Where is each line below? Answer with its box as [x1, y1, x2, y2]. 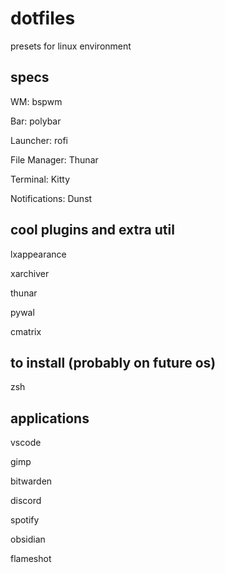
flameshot [10, 553, 52, 565]
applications [10, 410, 90, 427]
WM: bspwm [10, 95, 63, 107]
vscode [10, 437, 42, 449]
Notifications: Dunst [10, 192, 93, 204]
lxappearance [10, 248, 67, 260]
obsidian [10, 533, 46, 546]
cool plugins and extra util [10, 222, 175, 239]
